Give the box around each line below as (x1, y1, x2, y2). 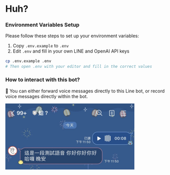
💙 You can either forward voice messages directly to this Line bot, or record (5, 88, 165, 94)
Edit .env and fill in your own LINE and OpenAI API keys (12, 48, 130, 54)
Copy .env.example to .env (12, 43, 69, 49)
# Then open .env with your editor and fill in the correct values (5, 64, 153, 69)
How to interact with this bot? (5, 76, 80, 83)
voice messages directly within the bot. (5, 93, 88, 99)
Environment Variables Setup (5, 21, 80, 29)
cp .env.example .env (5, 59, 52, 64)
